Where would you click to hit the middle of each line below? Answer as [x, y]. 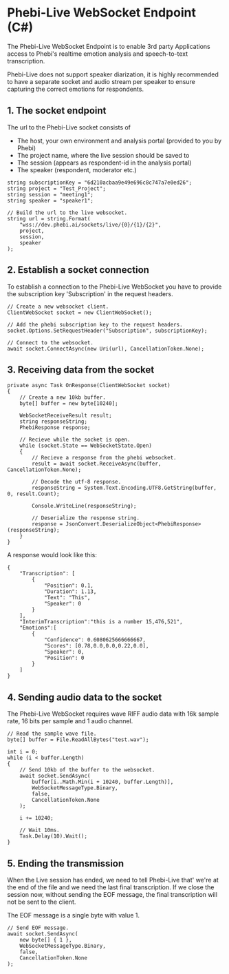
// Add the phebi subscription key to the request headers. [95, 324]
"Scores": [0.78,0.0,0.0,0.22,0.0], [96, 646]
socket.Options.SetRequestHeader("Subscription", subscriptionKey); [107, 331]
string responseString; [54, 422]
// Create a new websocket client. [58, 307]
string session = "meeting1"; [51, 194]
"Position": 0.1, [69, 586]
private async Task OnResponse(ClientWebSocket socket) [89, 386]
